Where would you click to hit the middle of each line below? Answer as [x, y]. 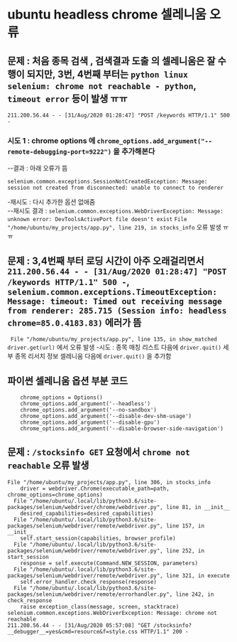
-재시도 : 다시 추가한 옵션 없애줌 [51, 202]
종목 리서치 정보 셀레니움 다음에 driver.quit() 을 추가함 [93, 356]
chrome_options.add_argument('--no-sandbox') [89, 410]
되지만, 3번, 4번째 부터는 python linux [107, 74]
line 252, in [185, 551]
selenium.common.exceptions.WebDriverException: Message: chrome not [112, 613]
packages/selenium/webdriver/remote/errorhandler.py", [90, 594]
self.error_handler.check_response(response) [89, 582]
